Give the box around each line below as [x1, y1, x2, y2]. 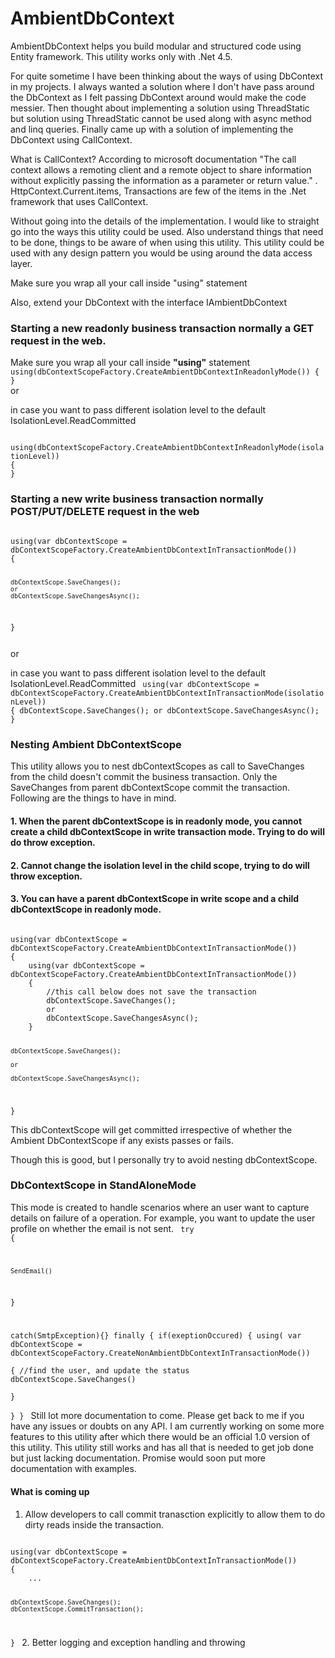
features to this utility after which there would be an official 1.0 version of [10, 1431, 311, 1443]
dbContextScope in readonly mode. [10, 903, 162, 916]
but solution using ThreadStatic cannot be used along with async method [10, 112, 312, 124]
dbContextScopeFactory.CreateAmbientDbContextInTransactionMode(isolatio [10, 688, 325, 699]
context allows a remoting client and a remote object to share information [10, 163, 312, 176]
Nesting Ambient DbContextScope [10, 738, 182, 752]
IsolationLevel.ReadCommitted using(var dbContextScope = [10, 678, 260, 690]
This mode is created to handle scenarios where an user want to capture [10, 1201, 310, 1213]
